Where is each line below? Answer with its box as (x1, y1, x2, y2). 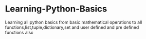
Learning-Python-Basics (5, 3, 108, 14)
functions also (5, 29, 34, 35)
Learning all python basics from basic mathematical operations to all (5, 19, 142, 25)
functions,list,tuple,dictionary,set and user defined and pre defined (5, 24, 139, 30)
